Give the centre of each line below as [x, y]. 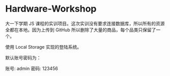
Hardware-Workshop [51, 9]
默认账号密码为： [23, 58]
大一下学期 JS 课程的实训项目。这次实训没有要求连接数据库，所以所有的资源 [85, 23]
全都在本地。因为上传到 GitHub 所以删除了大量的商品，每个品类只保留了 [81, 30]
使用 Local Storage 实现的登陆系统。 [44, 47]
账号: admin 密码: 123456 [32, 68]
